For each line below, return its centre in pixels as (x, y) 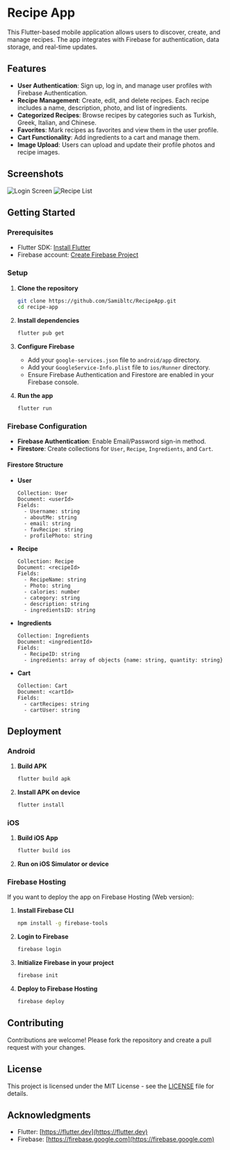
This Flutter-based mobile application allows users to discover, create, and (114, 32)
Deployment (34, 731)
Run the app (35, 396)
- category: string (52, 598)
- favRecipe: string (54, 529)
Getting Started (41, 213)
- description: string (57, 604)
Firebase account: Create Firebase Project (78, 255)
